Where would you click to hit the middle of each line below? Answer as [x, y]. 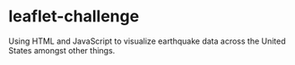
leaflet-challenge [74, 16]
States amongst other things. [62, 50]
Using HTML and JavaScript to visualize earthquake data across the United [147, 41]
